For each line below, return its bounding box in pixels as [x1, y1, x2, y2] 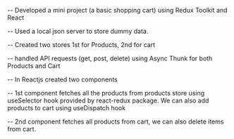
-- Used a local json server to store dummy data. [7, 27, 149, 35]
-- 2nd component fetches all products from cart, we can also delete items [7, 117, 224, 126]
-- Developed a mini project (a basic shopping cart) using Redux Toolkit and [7, 6, 228, 14]
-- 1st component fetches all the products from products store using [7, 89, 205, 97]
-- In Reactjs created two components [7, 75, 118, 84]
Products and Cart [7, 62, 61, 69]
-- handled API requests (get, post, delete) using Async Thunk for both [7, 54, 213, 62]
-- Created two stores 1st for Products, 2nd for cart [7, 41, 156, 48]
